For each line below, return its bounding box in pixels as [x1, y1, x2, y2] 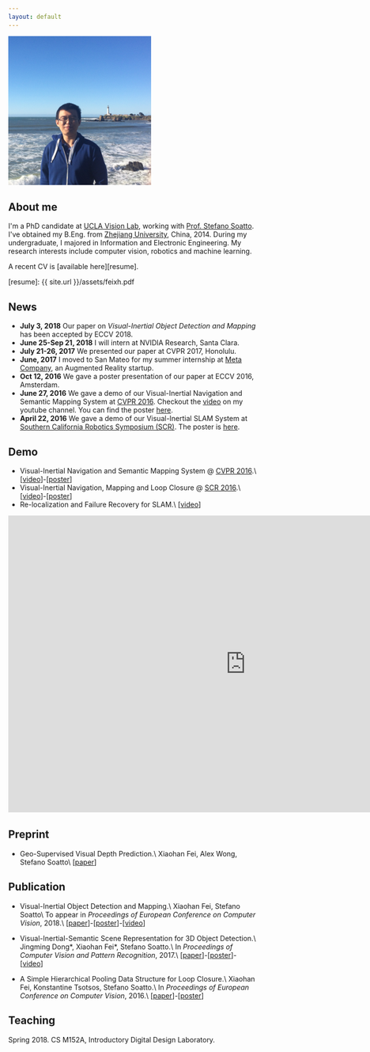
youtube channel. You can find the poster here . [19, 405, 174, 415]
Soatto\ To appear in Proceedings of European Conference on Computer [19, 910, 256, 919]
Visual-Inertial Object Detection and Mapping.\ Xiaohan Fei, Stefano [19, 901, 241, 910]
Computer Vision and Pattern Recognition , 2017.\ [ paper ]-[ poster [19, 950, 232, 959]
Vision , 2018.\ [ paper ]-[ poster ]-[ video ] [19, 918, 146, 928]
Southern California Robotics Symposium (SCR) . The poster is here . [19, 422, 240, 431]
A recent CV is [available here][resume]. [8, 262, 139, 272]
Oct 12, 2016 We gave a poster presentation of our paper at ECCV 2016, [19, 372, 255, 382]
